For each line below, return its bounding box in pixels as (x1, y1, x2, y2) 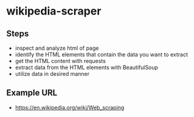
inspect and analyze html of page (15, 44, 99, 52)
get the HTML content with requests (15, 58, 106, 64)
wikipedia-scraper (6, 4, 102, 18)
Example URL (6, 88, 58, 98)
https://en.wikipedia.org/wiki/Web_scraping (15, 104, 125, 111)
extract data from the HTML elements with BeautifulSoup (15, 64, 158, 71)
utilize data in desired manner (15, 70, 90, 77)
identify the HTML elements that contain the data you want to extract (15, 51, 189, 58)
